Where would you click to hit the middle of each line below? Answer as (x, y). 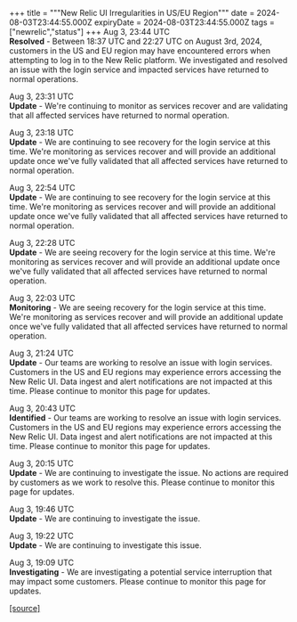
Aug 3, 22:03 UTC (42, 298)
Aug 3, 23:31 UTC (41, 96)
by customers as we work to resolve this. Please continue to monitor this (142, 482)
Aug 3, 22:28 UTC (42, 243)
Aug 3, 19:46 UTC (42, 509)
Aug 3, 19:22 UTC (41, 536)
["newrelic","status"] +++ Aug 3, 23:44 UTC (90, 32)
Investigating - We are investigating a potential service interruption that (141, 572)
